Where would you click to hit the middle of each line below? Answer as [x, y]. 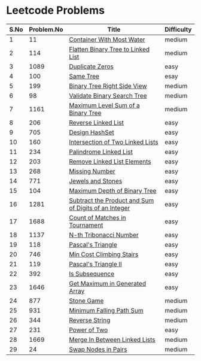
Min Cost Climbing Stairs [103, 254]
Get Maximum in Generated [107, 283]
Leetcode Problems [55, 10]
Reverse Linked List [96, 122]
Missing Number [92, 171]
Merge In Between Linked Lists [112, 339]
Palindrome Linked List [100, 151]
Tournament [86, 225]
